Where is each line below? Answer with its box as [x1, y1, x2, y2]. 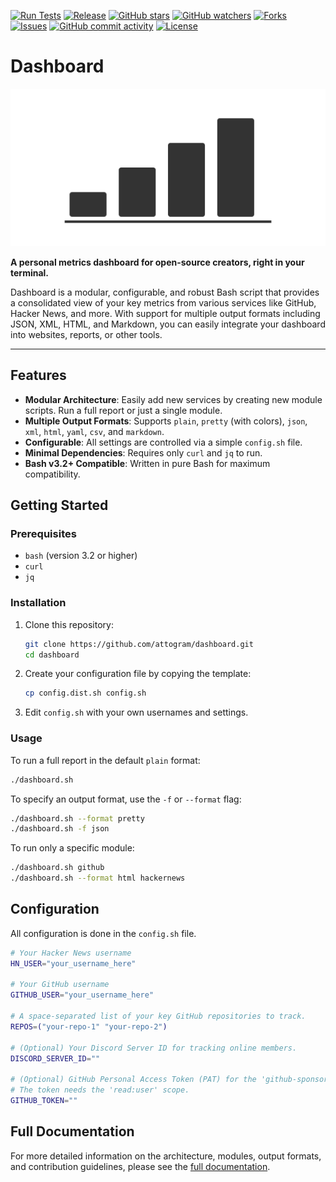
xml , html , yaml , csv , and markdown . [24, 425, 165, 437]
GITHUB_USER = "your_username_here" [10, 990, 155, 1000]
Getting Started [10, 497, 109, 514]
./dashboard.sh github [10, 863, 105, 873]
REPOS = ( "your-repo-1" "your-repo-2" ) [10, 1021, 168, 1032]
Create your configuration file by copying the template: [24, 668, 252, 680]
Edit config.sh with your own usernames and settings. [24, 706, 249, 719]
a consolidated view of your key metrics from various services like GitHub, [10, 296, 317, 309]
